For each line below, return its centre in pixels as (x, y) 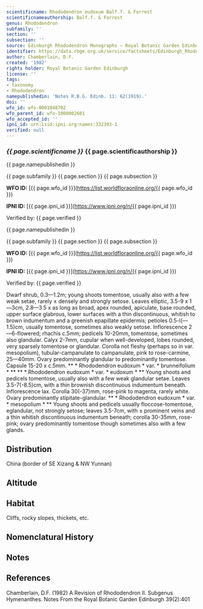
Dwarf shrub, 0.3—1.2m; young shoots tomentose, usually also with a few (98, 295)
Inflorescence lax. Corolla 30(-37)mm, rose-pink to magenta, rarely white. (98, 391)
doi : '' (16, 102)
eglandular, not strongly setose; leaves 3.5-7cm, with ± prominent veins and (101, 411)
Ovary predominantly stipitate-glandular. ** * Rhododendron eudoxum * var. (101, 398)
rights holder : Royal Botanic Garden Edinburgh (67, 68)
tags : (13, 79)
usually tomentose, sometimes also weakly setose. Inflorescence (106, 327)
